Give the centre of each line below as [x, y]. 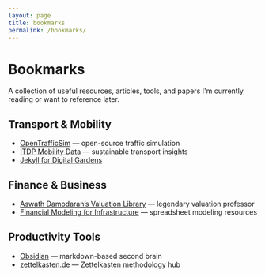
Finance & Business [57, 185]
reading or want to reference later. [64, 99]
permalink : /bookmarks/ [47, 30]
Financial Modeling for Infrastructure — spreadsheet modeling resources [138, 212]
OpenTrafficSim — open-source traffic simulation [100, 144]
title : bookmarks [37, 23]
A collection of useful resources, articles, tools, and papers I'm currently [126, 91]
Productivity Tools [55, 237]
